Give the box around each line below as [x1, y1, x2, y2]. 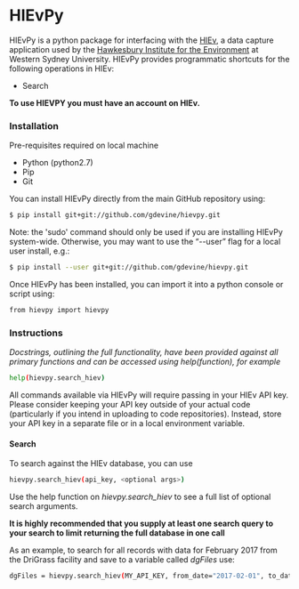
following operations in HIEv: [9, 63, 115, 74]
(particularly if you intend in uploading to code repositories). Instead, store [9, 408, 282, 419]
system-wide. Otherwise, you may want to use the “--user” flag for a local [9, 237, 281, 247]
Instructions [9, 327, 64, 339]
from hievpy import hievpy [9, 305, 109, 314]
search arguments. [9, 501, 78, 512]
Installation [9, 119, 60, 132]
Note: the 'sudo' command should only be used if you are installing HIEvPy [9, 227, 283, 238]
